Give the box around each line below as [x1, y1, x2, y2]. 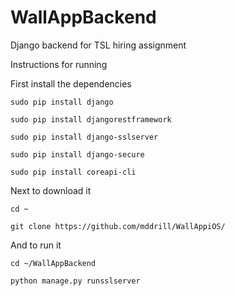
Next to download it [10, 184, 92, 196]
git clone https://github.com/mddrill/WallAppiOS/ [10, 221, 226, 231]
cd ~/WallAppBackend [10, 258, 97, 268]
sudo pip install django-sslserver [10, 132, 159, 142]
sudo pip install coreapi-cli [10, 167, 137, 177]
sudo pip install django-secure [10, 149, 145, 160]
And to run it [10, 239, 62, 251]
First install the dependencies [10, 77, 132, 90]
